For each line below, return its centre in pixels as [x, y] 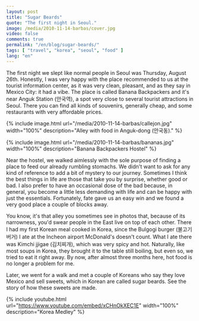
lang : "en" [20, 56]
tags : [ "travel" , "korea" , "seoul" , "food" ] [65, 51]
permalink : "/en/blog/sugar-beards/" [53, 45]
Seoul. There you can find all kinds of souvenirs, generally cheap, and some [99, 105]
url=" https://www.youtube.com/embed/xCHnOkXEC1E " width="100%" [92, 305]
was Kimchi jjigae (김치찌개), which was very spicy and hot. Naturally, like [96, 244]
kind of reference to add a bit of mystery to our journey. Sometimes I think [97, 172]
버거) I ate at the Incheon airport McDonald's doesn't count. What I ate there [99, 237]
